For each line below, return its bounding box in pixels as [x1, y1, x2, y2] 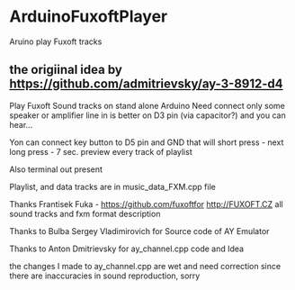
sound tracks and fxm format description [9, 208, 161, 219]
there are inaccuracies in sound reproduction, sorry [9, 270, 201, 281]
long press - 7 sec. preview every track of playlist [9, 146, 192, 157]
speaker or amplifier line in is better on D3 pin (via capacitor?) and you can [9, 110, 286, 121]
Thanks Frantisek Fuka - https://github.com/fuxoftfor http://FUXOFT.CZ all [9, 198, 283, 209]
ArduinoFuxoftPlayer [9, 6, 168, 27]
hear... [9, 119, 33, 130]
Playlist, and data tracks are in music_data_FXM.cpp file [9, 181, 216, 192]
